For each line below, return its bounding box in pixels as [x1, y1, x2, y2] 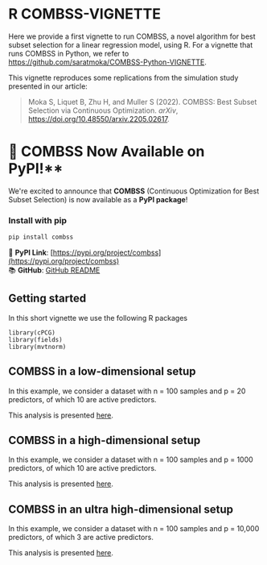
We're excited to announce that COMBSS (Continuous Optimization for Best [8, 186, 260, 196]
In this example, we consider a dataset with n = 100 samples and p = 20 [8, 386, 246, 396]
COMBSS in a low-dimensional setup [8, 364, 196, 379]
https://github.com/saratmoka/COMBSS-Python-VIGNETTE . [8, 57, 207, 67]
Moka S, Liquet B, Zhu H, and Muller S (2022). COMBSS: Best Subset [27, 97, 257, 106]
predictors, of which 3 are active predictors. [8, 533, 154, 542]
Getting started [8, 292, 87, 305]
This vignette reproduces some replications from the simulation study [8, 73, 239, 82]
